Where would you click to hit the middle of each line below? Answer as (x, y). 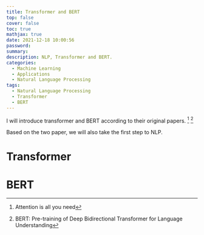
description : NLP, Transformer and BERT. (59, 57)
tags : (13, 86)
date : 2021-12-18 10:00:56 (40, 40)
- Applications (31, 74)
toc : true (19, 29)
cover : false (23, 23)
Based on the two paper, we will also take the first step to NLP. (84, 132)
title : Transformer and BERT (43, 12)
